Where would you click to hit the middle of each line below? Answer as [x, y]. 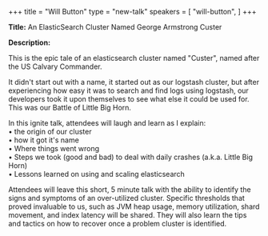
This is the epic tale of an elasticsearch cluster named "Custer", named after [134, 58]
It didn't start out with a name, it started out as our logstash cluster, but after [134, 82]
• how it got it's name [44, 140]
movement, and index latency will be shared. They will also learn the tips [128, 215]
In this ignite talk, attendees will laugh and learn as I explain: [107, 123]
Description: [29, 42]
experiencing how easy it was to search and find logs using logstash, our [129, 90]
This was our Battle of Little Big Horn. [70, 108]
